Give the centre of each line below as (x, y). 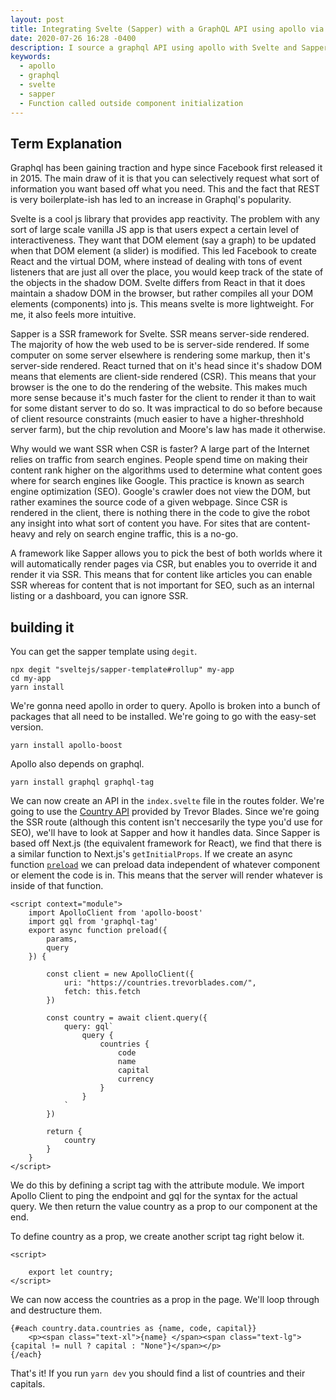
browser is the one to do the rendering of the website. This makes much (159, 387)
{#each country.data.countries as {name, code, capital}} (133, 1329)
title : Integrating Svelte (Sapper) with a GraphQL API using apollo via (167, 29)
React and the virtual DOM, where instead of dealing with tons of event (156, 262)
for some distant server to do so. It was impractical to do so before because (166, 408)
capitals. (28, 1384)
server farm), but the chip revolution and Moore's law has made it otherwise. (168, 430)
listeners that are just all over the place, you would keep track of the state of (167, 272)
